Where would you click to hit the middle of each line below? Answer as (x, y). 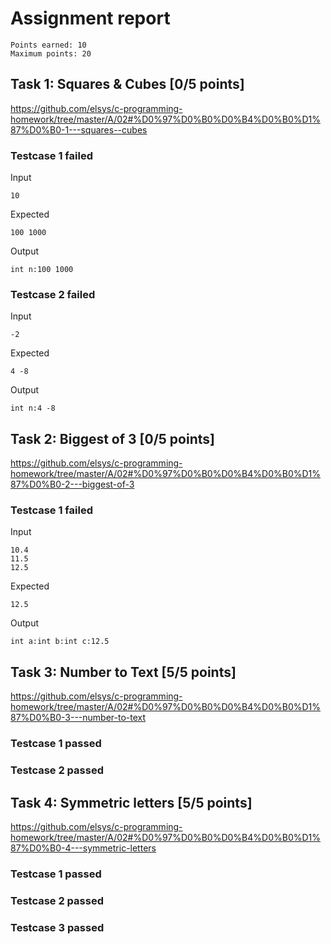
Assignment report (90, 18)
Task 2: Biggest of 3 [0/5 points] (112, 438)
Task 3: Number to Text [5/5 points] (123, 672)
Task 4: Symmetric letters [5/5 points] (131, 802)
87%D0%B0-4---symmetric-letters (83, 848)
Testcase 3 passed (57, 927)
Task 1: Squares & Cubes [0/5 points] (127, 84)
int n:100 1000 (42, 270)
